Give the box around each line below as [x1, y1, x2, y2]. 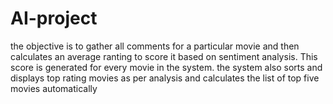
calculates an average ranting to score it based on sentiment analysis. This [10, 50, 318, 62]
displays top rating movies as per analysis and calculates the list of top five [10, 72, 320, 84]
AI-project [10, 7, 98, 30]
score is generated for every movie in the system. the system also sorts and [10, 61, 323, 73]
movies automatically [10, 82, 98, 94]
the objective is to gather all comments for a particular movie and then [10, 40, 300, 52]
